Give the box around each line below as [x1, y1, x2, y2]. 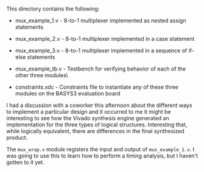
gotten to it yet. [6, 159, 44, 166]
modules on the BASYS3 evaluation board [15, 90, 121, 97]
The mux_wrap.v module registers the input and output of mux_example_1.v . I [6, 146, 195, 153]
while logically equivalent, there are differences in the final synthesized [6, 128, 185, 134]
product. [6, 134, 28, 141]
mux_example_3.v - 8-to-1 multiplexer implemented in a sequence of [15, 47, 188, 54]
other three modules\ [15, 72, 68, 78]
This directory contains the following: [6, 5, 100, 12]
